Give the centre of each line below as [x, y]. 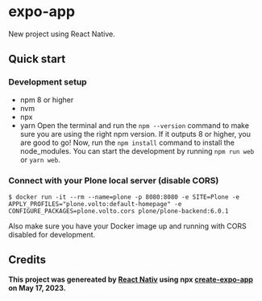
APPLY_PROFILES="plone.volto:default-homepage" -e [95, 204]
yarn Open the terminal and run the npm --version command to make [135, 125]
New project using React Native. [62, 34]
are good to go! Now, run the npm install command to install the [127, 142]
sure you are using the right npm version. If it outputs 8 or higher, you [135, 134]
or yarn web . [40, 159]
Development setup [48, 82]
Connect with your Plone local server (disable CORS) [114, 180]
